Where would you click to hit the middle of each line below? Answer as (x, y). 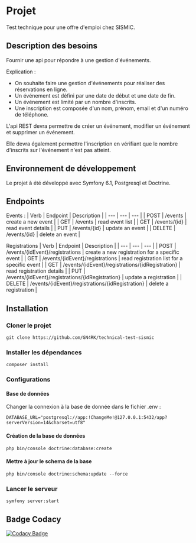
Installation (27, 308)
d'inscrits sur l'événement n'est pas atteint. (58, 150)
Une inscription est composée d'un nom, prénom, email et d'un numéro (102, 108)
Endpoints (25, 201)
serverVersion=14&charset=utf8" (46, 423)
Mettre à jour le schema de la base (49, 461)
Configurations (28, 380)
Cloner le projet (29, 325)
